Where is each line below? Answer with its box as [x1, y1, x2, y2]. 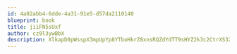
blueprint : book [7, 17, 55, 24]
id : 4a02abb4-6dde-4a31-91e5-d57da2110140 [7, 10, 134, 18]
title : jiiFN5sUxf [7, 23, 61, 30]
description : [7, 36, 46, 43]
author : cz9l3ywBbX [7, 29, 65, 37]
